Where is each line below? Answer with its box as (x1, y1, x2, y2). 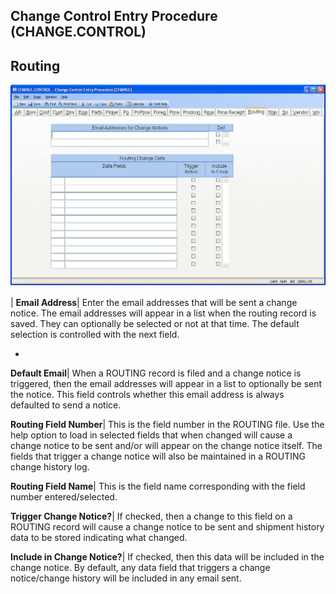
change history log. (10, 460, 90, 473)
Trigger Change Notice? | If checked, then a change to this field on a (10, 510, 293, 522)
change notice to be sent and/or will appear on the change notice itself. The (10, 439, 323, 451)
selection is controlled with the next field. (10, 328, 180, 340)
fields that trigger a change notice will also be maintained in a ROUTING (10, 450, 306, 462)
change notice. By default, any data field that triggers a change (10, 561, 271, 573)
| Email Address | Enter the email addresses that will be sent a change (10, 296, 298, 308)
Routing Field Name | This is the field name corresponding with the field (10, 480, 306, 492)
